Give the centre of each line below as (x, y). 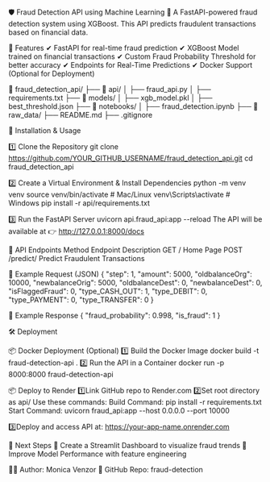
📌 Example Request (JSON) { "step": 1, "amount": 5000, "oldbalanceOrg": (130, 274)
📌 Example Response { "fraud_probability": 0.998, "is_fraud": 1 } (114, 315)
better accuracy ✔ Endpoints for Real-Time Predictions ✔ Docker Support (131, 65)
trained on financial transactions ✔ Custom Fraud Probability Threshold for (132, 56)
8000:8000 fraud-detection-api (61, 374)
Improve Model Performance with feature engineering (98, 454)
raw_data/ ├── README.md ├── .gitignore (81, 115)
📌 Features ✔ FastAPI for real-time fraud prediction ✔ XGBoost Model (124, 48)
